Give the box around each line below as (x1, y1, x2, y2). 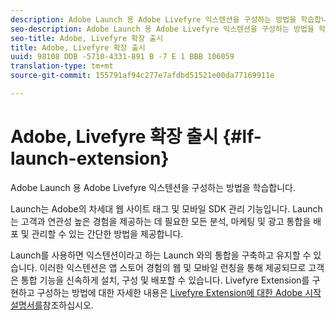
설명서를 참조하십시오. (10, 299, 94, 311)
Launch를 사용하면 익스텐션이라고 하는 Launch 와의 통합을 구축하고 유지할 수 (10, 249, 312, 261)
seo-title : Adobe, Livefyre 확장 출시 (10, 33, 164, 43)
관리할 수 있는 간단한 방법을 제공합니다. (31, 227, 184, 240)
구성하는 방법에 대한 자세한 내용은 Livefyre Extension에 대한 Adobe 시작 (36, 286, 322, 298)
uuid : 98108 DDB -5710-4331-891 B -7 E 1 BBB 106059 (10, 52, 235, 62)
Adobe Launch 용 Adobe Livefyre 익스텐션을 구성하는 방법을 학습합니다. (10, 181, 297, 193)
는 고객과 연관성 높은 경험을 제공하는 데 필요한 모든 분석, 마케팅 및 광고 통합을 (10, 215, 312, 227)
